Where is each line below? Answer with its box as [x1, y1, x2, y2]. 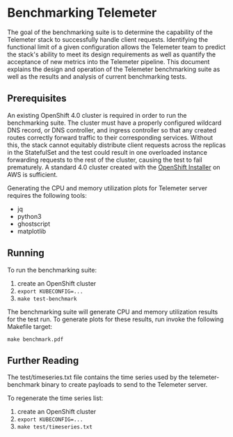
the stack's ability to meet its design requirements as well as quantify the [7, 50, 216, 59]
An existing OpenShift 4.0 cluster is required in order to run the [7, 111, 187, 119]
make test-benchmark [17, 295, 77, 302]
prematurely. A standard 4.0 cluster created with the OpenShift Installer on [7, 162, 220, 171]
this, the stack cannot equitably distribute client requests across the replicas [7, 141, 226, 149]
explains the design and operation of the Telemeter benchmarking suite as [7, 65, 220, 73]
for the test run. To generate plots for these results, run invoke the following [7, 315, 224, 323]
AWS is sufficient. [7, 170, 58, 178]
